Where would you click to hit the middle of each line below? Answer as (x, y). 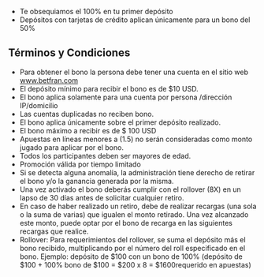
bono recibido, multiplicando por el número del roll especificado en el (132, 248)
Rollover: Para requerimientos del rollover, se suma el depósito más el (132, 239)
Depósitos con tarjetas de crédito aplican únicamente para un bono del (135, 20)
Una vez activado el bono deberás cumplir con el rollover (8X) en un (130, 189)
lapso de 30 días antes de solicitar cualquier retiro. (102, 197)
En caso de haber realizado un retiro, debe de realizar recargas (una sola (138, 206)
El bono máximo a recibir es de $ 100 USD (88, 130)
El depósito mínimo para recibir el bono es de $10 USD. (109, 88)
